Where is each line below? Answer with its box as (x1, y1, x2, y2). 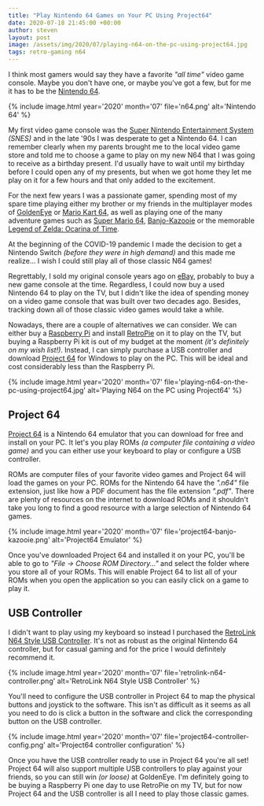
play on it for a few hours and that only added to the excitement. (8, 176, 216, 185)
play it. (8, 583, 30, 593)
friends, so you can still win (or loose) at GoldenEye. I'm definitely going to (8, 772, 249, 782)
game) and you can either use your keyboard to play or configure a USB (8, 446, 241, 455)
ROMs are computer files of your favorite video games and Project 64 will (8, 469, 246, 479)
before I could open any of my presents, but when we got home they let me (8, 167, 252, 176)
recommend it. (8, 653, 56, 662)
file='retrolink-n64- (163, 667, 226, 677)
